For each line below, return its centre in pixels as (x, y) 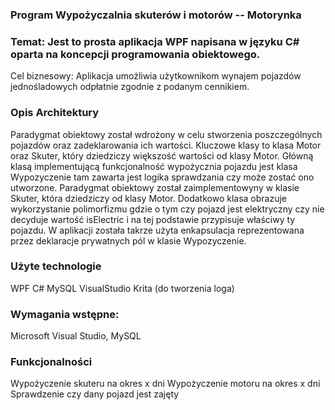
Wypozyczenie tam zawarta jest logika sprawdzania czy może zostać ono (162, 177)
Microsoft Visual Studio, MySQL (76, 336)
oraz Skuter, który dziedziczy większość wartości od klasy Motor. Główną (162, 155)
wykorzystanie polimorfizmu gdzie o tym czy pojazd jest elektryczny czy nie (167, 209)
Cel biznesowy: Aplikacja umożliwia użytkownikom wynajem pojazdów (156, 76)
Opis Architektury (55, 113)
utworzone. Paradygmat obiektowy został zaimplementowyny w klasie (155, 187)
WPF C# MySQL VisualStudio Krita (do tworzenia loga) (122, 288)
